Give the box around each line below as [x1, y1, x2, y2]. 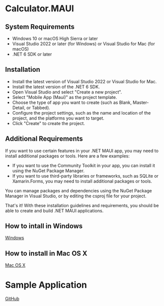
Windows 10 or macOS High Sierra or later [12, 35, 98, 41]
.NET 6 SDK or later [12, 51, 52, 57]
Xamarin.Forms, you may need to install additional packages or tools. [12, 178, 153, 184]
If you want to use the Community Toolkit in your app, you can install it [12, 162, 155, 168]
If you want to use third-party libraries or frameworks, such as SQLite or [12, 173, 159, 179]
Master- [132, 99, 149, 105]
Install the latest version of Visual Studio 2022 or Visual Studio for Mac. [12, 78, 157, 84]
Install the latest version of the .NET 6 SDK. [12, 84, 100, 90]
